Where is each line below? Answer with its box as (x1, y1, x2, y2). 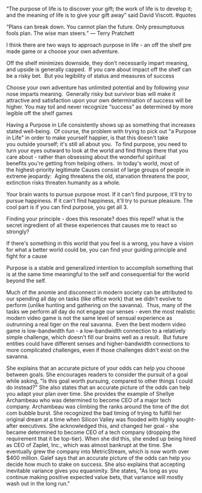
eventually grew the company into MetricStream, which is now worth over (6, 448, 189, 455)
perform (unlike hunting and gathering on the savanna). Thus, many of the (6, 302, 192, 308)
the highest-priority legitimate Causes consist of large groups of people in (6, 166, 190, 173)
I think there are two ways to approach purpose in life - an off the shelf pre (6, 42, 192, 48)
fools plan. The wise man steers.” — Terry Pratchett (6, 30, 134, 37)
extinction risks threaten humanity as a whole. (6, 179, 121, 186)
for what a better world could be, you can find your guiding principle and (6, 246, 187, 253)
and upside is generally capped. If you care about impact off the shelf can (6, 66, 192, 73)
